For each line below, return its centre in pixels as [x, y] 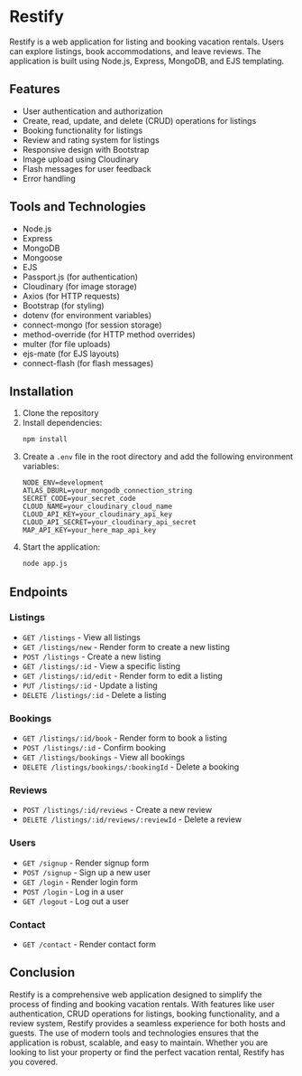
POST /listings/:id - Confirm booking [94, 748]
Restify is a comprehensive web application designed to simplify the [136, 994]
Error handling [49, 178]
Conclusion [42, 972]
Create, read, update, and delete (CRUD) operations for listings [139, 120]
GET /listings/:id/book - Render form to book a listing [125, 738]
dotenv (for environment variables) [87, 315]
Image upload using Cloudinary [81, 159]
